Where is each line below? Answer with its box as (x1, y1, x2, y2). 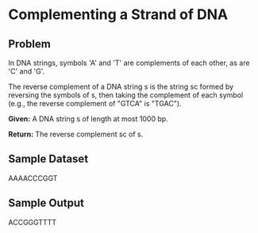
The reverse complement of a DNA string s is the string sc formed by (8, 82, 234, 91)
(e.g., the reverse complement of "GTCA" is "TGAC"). (8, 99, 182, 108)
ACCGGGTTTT (8, 217, 57, 227)
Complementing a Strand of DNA (8, 6, 229, 24)
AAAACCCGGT (8, 173, 58, 183)
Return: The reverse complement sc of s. (8, 129, 144, 139)
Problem (8, 37, 52, 51)
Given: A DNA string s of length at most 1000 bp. (8, 114, 168, 124)
